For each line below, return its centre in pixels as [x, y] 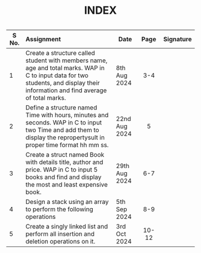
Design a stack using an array [67, 202]
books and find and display [63, 177]
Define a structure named [61, 107]
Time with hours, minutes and [67, 115]
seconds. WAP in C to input [64, 122]
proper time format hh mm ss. [67, 145]
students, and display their [63, 83]
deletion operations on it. [60, 241]
